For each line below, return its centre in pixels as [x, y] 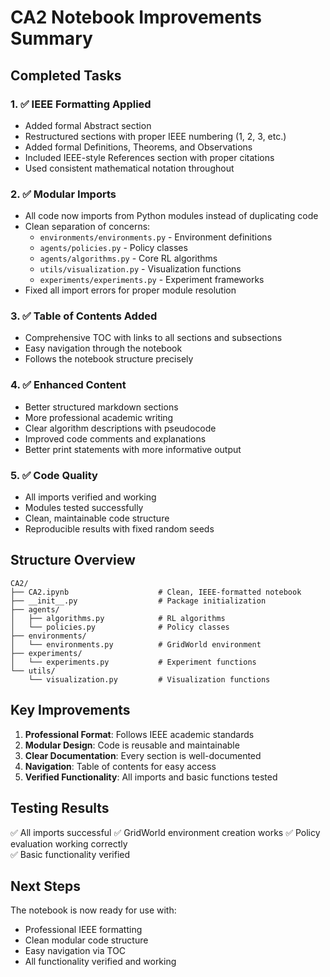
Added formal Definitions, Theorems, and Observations [138, 147]
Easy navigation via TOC [75, 951]
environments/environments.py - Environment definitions [156, 237]
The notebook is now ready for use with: [93, 910]
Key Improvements [70, 710]
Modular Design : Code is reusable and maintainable [132, 745]
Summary [51, 38]
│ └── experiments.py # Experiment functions [133, 662]
